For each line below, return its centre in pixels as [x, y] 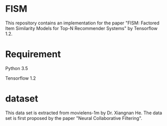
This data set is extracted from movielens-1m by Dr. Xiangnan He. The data [84, 113]
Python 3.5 [16, 68]
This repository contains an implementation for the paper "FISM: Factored [82, 23]
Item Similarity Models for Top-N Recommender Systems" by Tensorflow [81, 28]
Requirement [33, 54]
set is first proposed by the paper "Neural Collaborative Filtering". [74, 118]
